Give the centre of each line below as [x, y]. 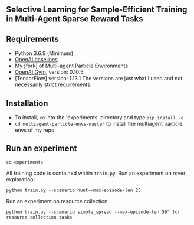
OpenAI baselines [36, 60]
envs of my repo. [35, 130]
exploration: [21, 179]
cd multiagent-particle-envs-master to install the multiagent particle [98, 124]
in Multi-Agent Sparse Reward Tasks [75, 19]
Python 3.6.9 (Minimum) [44, 53]
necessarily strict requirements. [53, 84]
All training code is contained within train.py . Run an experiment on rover [96, 173]
